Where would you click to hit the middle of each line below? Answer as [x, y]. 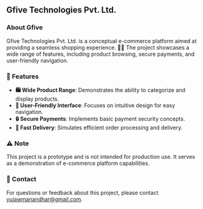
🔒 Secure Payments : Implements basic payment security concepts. [100, 118]
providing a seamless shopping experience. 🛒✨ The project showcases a [98, 47]
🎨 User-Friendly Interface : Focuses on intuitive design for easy [95, 105]
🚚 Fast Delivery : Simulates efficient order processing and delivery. [99, 127]
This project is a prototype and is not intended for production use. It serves [101, 157]
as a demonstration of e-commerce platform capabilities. [78, 163]
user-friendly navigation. [37, 60]
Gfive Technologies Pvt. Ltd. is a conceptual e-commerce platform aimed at [102, 41]
